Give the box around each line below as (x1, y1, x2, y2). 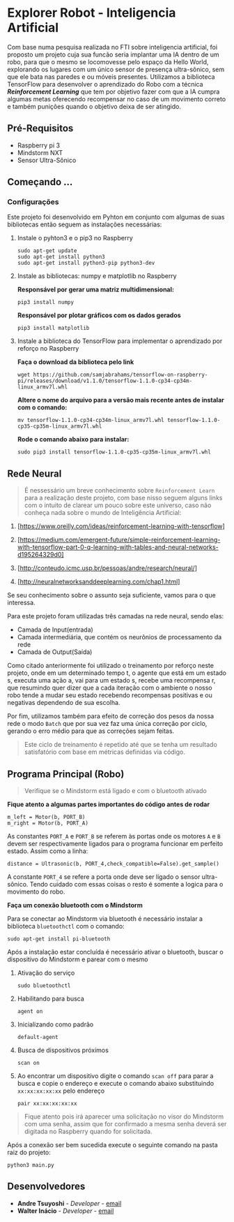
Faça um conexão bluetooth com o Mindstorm (7, 901, 143, 910)
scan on (17, 1060, 40, 1067)
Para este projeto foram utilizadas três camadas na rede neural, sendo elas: (7, 612, 224, 620)
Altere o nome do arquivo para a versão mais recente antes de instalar (17, 396, 224, 405)
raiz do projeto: (7, 1148, 51, 1157)
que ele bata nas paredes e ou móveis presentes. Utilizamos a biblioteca (7, 72, 215, 81)
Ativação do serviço (17, 969, 75, 977)
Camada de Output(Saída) (17, 648, 93, 656)
